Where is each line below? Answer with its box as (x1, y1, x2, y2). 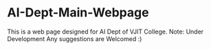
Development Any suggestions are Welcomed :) (7, 34, 142, 42)
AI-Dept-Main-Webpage (7, 5, 149, 21)
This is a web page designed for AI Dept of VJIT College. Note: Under (7, 27, 204, 36)
